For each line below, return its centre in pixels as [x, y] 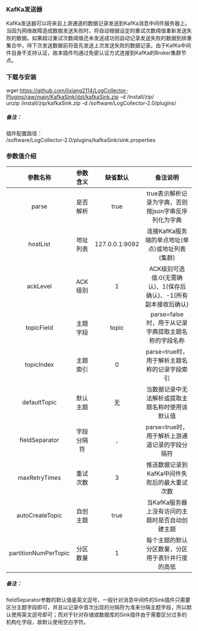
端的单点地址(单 [167, 240]
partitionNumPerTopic [39, 553]
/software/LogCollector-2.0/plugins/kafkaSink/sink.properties [81, 140]
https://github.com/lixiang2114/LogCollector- [74, 90]
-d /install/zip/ [137, 96]
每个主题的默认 [167, 540]
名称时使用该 [170, 407]
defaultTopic [39, 402]
